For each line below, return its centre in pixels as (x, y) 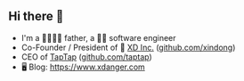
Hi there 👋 (36, 16)
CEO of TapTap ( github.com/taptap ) (86, 57)
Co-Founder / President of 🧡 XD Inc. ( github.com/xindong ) (128, 47)
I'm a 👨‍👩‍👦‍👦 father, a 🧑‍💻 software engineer (98, 37)
